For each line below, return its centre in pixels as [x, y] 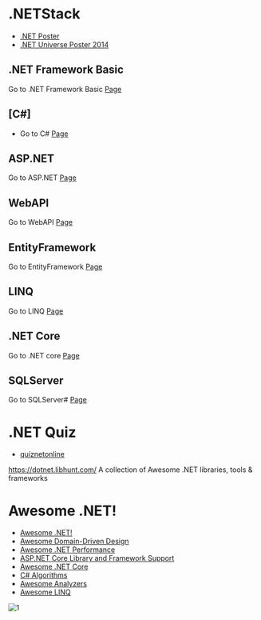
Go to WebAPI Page [41, 222]
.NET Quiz [42, 432]
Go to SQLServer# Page [48, 400]
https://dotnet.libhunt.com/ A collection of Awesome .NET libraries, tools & [130, 470]
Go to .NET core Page [44, 355]
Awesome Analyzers [53, 584]
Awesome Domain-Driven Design [74, 542]
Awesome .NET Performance [67, 550]
